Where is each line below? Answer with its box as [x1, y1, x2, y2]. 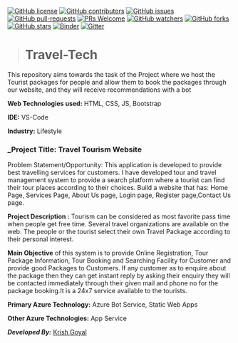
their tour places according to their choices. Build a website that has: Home [7, 184, 229, 192]
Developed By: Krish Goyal [7, 328, 87, 337]
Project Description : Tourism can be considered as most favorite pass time [7, 212, 231, 221]
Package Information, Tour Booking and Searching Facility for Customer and [7, 256, 232, 265]
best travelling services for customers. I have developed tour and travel [7, 168, 217, 177]
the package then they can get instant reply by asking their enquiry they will [7, 271, 230, 280]
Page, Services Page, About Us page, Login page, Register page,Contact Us [7, 191, 232, 199]
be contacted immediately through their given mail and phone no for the [7, 279, 219, 287]
